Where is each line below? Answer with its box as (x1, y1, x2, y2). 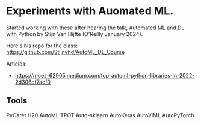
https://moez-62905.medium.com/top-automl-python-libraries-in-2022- (14, 72, 195, 79)
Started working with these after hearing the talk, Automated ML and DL (6, 24, 185, 31)
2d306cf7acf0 (14, 78, 51, 85)
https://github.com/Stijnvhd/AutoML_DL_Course (6, 48, 125, 55)
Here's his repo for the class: (6, 42, 78, 49)
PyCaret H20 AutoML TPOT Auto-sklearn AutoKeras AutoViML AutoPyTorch (6, 111, 194, 118)
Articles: (6, 60, 27, 67)
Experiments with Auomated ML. (6, 4, 174, 18)
